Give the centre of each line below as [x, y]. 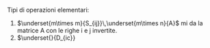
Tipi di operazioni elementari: [48, 10]
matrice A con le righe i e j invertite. [67, 31]
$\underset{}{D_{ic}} [46, 38]
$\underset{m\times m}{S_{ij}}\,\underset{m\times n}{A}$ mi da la [110, 23]
